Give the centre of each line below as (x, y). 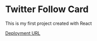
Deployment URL (23, 33)
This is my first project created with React (48, 23)
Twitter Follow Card (47, 9)
